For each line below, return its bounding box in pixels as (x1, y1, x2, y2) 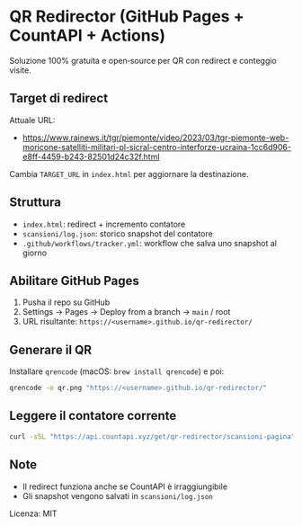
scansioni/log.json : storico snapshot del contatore (22, 227, 213, 239)
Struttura (9, 195, 61, 210)
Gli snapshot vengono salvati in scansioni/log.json (22, 490, 213, 501)
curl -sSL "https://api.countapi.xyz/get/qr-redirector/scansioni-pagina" (9, 432, 296, 441)
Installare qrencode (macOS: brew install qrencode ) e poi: (9, 366, 225, 377)
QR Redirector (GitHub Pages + (9, 6, 244, 27)
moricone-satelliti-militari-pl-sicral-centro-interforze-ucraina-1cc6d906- (22, 141, 292, 152)
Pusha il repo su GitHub (22, 297, 111, 308)
